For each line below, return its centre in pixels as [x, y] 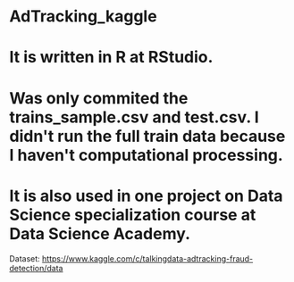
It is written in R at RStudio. [111, 58]
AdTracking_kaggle [84, 17]
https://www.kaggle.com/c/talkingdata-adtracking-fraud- [147, 258]
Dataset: [25, 258]
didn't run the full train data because [147, 136]
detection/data [36, 268]
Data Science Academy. [100, 233]
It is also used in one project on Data [146, 196]
